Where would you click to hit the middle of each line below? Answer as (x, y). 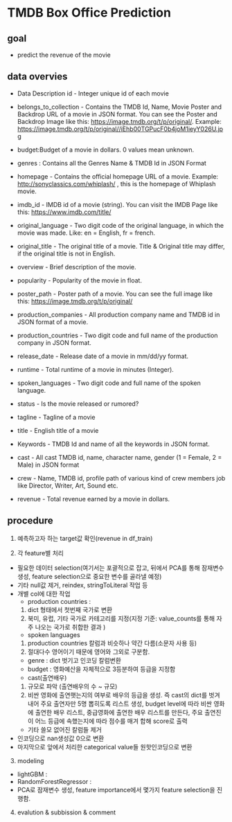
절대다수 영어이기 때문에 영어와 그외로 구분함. (89, 652)
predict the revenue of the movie (64, 55)
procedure (30, 521)
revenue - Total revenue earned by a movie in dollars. (93, 499)
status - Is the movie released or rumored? (78, 404)
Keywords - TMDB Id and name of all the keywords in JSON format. (113, 444)
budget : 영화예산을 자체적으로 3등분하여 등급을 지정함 (101, 669)
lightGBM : (32, 774)
